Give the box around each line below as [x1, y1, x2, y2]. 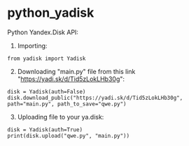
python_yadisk [7, 5, 94, 21]
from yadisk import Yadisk [7, 54, 86, 62]
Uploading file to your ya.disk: [17, 112, 104, 121]
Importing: [17, 41, 48, 50]
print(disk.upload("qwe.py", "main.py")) [7, 132, 130, 139]
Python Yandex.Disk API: [7, 28, 79, 36]
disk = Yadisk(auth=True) [7, 126, 83, 133]
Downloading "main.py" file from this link [17, 67, 136, 75]
